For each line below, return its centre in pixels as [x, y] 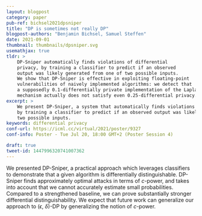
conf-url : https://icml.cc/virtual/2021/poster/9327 [74, 129]
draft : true [21, 145]
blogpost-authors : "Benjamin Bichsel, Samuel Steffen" [76, 34]
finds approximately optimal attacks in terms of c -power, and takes [106, 181]
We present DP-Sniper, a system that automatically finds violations [106, 106]
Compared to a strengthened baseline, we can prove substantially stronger [99, 193]
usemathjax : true [28, 51]
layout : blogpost [28, 12]
